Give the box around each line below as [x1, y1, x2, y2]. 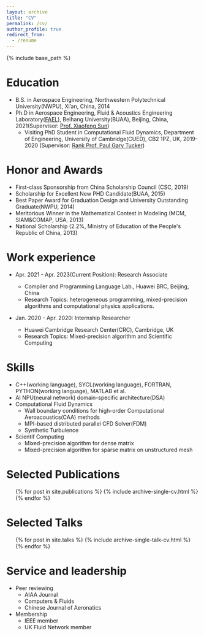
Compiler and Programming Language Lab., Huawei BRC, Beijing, [24, 283, 189, 290]
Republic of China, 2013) [15, 229, 78, 236]
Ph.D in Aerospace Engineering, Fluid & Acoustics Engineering [15, 109, 173, 117]
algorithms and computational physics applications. [24, 302, 155, 310]
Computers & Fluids [24, 597, 75, 605]
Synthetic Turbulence [24, 426, 79, 434]
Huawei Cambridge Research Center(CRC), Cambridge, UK [24, 326, 174, 333]
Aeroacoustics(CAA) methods [24, 413, 100, 421]
